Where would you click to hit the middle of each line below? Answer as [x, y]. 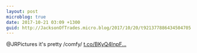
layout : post [22, 11]
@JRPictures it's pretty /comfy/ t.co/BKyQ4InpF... [66, 44]
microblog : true [26, 17]
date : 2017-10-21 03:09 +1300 [43, 22]
